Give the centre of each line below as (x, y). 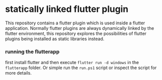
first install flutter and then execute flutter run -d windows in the (72, 63)
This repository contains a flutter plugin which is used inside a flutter (75, 23)
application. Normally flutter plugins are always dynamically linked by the (80, 28)
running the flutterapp (32, 52)
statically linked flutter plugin (67, 9)
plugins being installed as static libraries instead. (55, 39)
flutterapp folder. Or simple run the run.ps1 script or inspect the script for (81, 68)
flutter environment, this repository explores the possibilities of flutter (76, 33)
